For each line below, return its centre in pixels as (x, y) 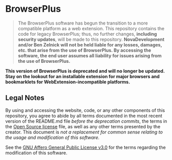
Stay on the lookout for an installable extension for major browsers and (83, 76)
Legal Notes (25, 98)
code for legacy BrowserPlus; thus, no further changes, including (87, 34)
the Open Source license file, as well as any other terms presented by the (83, 126)
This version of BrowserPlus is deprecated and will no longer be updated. (85, 71)
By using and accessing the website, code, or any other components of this (85, 110)
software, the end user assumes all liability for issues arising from (90, 55)
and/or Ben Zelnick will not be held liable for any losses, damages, (90, 44)
